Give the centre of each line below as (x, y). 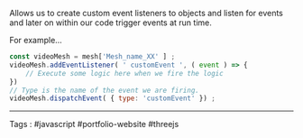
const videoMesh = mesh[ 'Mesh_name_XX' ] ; (92, 57)
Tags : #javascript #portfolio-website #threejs (94, 124)
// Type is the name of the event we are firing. (105, 90)
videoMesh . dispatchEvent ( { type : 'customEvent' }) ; (113, 98)
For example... (36, 40)
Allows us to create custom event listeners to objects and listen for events (147, 13)
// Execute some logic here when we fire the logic (124, 73)
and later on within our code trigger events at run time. (110, 23)
